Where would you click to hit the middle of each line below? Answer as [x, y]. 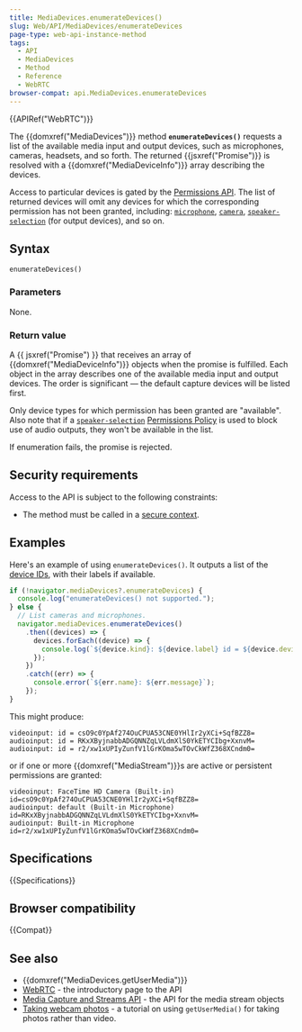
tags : [19, 43]
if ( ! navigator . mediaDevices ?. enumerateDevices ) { [106, 591]
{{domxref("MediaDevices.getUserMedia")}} [105, 980]
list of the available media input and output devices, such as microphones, [147, 146]
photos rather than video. [69, 1018]
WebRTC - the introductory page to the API [102, 990]
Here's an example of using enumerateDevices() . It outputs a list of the [139, 565]
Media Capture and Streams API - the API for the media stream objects [153, 1000]
